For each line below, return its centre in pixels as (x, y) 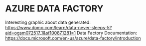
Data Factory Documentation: (107, 33)
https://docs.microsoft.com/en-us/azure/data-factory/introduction (73, 38)
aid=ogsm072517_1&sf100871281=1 (41, 33)
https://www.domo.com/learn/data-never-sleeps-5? (59, 27)
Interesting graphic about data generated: (48, 22)
